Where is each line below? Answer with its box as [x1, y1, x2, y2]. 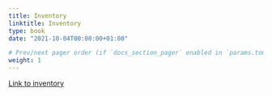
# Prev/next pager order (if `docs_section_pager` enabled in [8, 49, 223, 57]
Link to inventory [8, 78, 65, 88]
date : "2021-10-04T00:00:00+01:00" [8, 34, 129, 43]
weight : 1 [8, 56, 42, 65]
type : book [8, 27, 45, 35]
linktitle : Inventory [8, 19, 82, 27]
